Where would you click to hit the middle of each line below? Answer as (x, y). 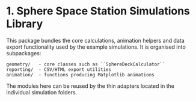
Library (25, 24)
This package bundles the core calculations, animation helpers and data (95, 40)
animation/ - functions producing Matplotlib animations (80, 75)
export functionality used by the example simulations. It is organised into (96, 47)
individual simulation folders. (42, 92)
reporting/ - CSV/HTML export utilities (59, 69)
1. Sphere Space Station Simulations (98, 11)
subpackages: (24, 53)
